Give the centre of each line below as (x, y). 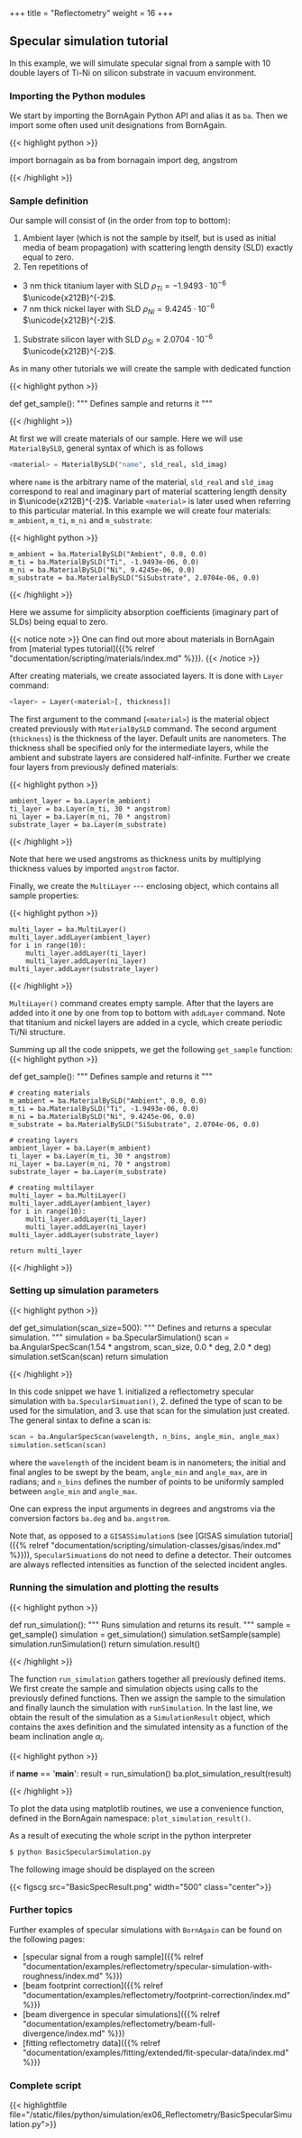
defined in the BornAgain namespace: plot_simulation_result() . (130, 1818)
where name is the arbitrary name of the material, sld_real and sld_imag (142, 482)
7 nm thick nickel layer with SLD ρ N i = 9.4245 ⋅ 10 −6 (118, 309)
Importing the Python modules (78, 96)
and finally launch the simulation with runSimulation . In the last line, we (141, 1707)
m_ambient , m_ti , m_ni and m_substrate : (81, 520)
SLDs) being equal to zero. (59, 621)
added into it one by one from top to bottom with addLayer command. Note (147, 1013)
